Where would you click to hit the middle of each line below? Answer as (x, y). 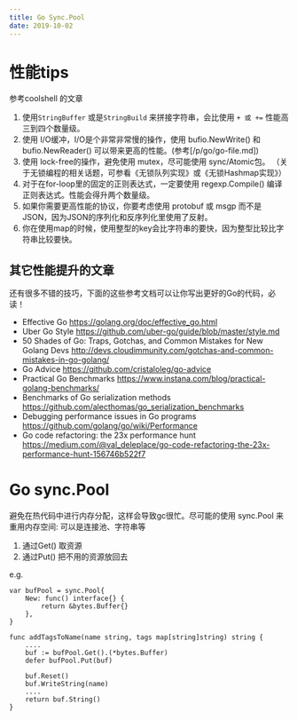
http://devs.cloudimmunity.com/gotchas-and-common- (172, 351)
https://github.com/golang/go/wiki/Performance (109, 426)
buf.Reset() (47, 676)
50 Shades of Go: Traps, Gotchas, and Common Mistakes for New (142, 341)
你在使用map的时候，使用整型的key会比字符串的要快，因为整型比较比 (149, 228)
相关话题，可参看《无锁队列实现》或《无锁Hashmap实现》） (177, 173)
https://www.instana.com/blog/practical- (191, 379)
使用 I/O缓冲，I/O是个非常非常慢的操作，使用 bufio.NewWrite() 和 (141, 139)
